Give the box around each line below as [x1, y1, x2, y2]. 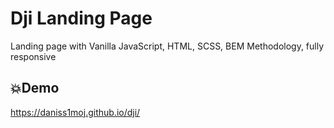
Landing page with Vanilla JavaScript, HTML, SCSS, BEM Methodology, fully [10, 40, 325, 52]
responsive [10, 50, 57, 62]
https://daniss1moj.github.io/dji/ [10, 106, 141, 118]
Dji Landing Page [10, 7, 153, 30]
